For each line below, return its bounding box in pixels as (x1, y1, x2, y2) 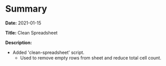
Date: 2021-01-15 (5, 20, 41, 26)
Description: (5, 39, 32, 46)
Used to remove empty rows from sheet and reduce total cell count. (20, 54, 161, 61)
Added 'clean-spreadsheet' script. (12, 49, 85, 55)
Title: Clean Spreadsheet (5, 29, 58, 36)
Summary (5, 3, 47, 15)
